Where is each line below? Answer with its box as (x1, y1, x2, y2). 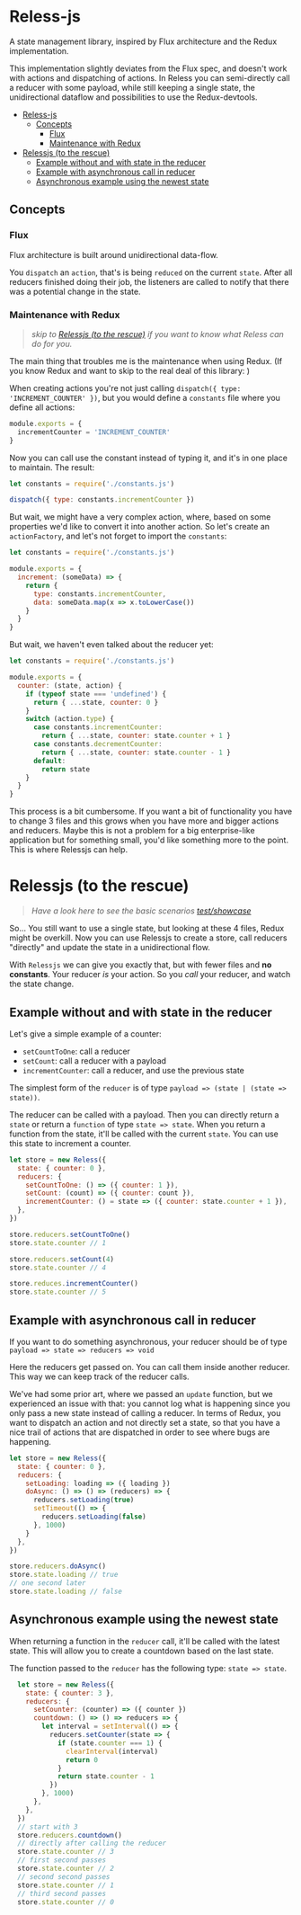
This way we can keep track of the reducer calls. (9, 1371, 190, 1382)
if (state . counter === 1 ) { (57, 1738, 164, 1748)
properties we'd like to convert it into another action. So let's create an (9, 521, 270, 532)
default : (32, 756, 66, 765)
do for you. (31, 338, 73, 349)
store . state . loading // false (9, 1587, 123, 1597)
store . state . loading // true (9, 1571, 119, 1580)
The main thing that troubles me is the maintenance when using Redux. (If (9, 355, 283, 366)
